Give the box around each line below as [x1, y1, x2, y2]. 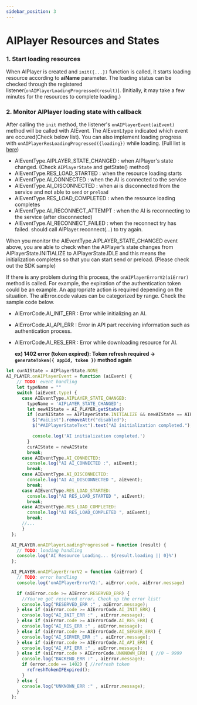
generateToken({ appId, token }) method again [14, 356, 132, 364]
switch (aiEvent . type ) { [16, 390, 77, 396]
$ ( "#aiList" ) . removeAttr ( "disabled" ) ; [32, 417, 127, 423]
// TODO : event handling [16, 379, 77, 385]
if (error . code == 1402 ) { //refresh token [21, 662, 130, 667]
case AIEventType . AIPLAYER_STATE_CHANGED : [21, 395, 127, 401]
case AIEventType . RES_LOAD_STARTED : [21, 488, 111, 494]
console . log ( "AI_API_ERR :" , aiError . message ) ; [21, 645, 143, 651]
